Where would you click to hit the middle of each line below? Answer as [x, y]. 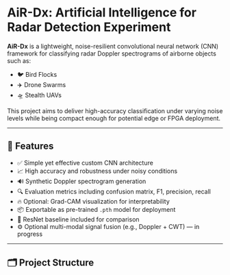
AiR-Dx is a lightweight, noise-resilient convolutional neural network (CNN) [113, 46]
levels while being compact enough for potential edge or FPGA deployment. [114, 118]
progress [30, 234]
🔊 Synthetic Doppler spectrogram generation [81, 181]
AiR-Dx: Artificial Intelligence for [102, 13]
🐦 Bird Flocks [37, 74]
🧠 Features [30, 146]
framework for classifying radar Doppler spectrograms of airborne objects [112, 53]
